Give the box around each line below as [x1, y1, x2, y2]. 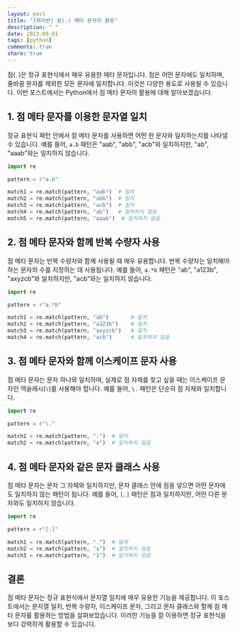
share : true [7, 50, 42, 57]
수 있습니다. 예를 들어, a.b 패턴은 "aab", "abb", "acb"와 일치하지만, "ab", [7, 140, 209, 148]
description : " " [7, 23, 59, 31]
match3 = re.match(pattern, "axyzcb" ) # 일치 [7, 327, 147, 334]
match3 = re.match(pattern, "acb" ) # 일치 [7, 201, 134, 209]
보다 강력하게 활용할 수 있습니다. [7, 620, 97, 629]
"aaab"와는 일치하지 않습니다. [7, 148, 90, 157]
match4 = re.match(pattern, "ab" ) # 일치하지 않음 [7, 209, 157, 216]
